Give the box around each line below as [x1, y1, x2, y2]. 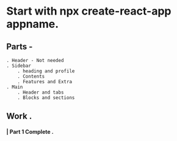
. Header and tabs [17, 89, 64, 95]
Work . [6, 111, 32, 122]
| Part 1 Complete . [6, 128, 54, 135]
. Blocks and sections [17, 95, 75, 101]
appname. [6, 17, 59, 31]
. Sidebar [6, 63, 32, 69]
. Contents [17, 74, 45, 80]
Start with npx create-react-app [6, 4, 172, 18]
